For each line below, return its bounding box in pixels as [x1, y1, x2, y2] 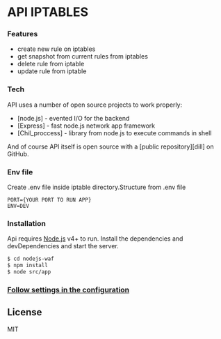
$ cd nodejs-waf [7, 255, 54, 262]
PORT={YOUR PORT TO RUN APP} [7, 197, 92, 204]
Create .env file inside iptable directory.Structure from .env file [7, 183, 186, 192]
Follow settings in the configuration [7, 285, 130, 294]
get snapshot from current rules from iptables [17, 52, 148, 61]
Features [7, 29, 38, 39]
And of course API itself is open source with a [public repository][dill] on [7, 142, 214, 151]
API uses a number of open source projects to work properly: [7, 100, 183, 109]
